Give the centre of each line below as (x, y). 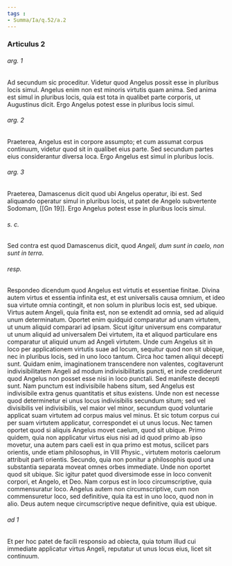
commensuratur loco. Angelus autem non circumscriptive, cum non (103, 489)
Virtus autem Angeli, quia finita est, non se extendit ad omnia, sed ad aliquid (115, 312)
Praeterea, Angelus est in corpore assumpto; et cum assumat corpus (105, 141)
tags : (17, 14)
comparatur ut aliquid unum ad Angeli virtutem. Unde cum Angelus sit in (110, 342)
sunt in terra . (25, 253)
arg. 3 (16, 172)
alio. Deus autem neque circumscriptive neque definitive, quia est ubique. (112, 504)
